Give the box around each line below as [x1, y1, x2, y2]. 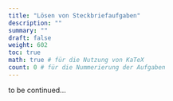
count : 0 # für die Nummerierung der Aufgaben [8, 64, 166, 72]
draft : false [8, 33, 52, 42]
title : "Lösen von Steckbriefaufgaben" [8, 11, 141, 20]
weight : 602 [8, 41, 48, 49]
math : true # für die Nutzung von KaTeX [8, 56, 145, 64]
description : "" [8, 19, 62, 27]
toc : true [8, 49, 41, 56]
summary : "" [8, 26, 48, 34]
